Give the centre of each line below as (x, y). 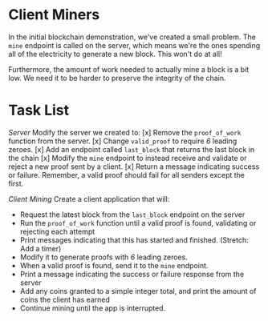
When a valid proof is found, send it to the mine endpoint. (114, 265)
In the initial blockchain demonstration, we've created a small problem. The (132, 37)
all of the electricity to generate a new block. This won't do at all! (115, 54)
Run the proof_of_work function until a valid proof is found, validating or (138, 223)
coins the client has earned (65, 299)
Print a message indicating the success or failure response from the (132, 274)
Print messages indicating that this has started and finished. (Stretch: (134, 240)
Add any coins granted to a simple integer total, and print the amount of (138, 291)
